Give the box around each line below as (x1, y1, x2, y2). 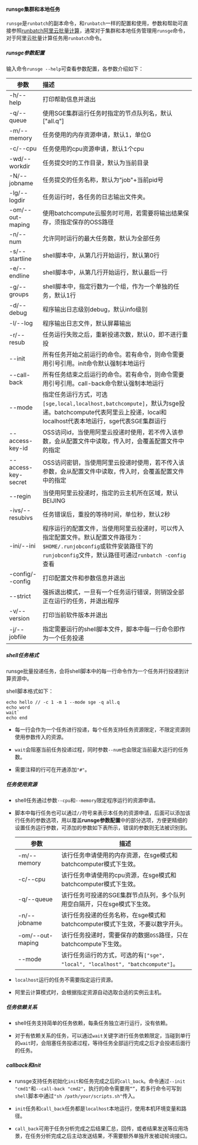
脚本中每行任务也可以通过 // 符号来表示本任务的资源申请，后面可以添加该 (14, 809, 191, 816)
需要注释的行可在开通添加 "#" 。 (14, 766, 90, 773)
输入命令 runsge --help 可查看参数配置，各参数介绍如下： (6, 65, 144, 72)
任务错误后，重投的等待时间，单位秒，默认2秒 (42, 510, 171, 519)
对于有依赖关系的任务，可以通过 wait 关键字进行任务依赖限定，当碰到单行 (14, 1032, 191, 1039)
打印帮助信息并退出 (42, 95, 96, 104)
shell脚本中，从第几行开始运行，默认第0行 (42, 252, 160, 260)
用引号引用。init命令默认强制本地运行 (42, 359, 146, 368)
